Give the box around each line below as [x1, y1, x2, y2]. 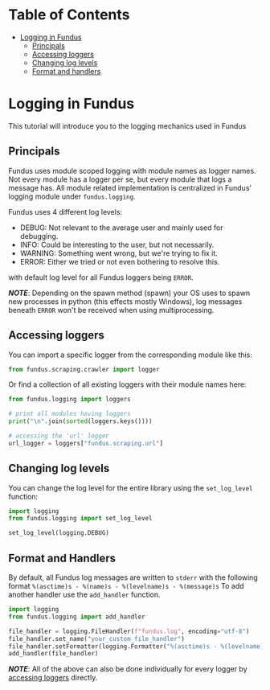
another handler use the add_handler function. [8, 589, 161, 599]
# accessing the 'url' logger [8, 432, 110, 440]
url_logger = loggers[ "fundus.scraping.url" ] [8, 439, 163, 447]
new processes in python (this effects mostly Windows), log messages [8, 296, 243, 306]
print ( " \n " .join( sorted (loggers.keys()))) [8, 417, 153, 425]
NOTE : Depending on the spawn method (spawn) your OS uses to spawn [8, 288, 251, 298]
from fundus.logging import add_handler [8, 613, 146, 621]
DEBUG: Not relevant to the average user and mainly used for [19, 223, 223, 232]
